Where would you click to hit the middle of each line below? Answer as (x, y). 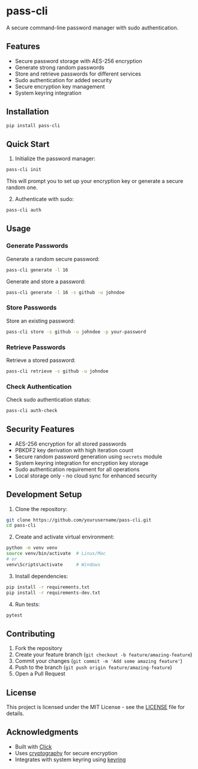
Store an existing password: (40, 321)
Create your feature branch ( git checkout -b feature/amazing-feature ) (103, 654)
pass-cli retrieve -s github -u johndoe (58, 371)
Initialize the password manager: (55, 159)
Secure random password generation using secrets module (88, 456)
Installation (28, 112)
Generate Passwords (37, 246)
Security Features (40, 429)
